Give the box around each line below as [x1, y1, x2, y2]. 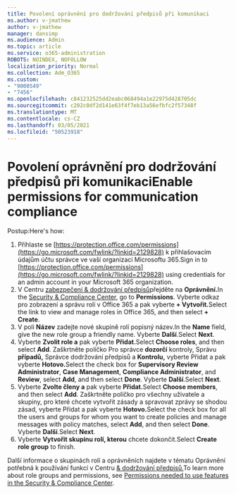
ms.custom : [7, 75, 39, 83]
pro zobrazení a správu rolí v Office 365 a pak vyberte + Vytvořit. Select [17, 300, 228, 309]
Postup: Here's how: [7, 227, 65, 235]
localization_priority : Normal [7, 63, 99, 70]
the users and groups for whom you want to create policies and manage [17, 413, 227, 421]
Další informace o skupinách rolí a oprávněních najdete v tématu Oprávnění [7, 456, 225, 465]
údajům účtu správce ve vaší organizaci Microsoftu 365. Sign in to [17, 255, 208, 264]
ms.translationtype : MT [7, 109, 77, 116]
